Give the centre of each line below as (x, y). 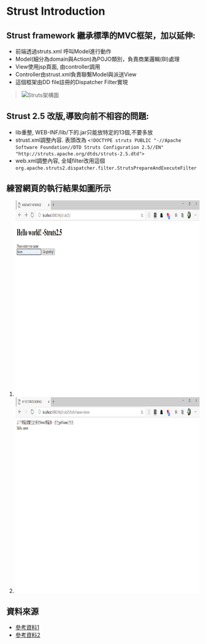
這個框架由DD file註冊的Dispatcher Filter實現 (71, 82)
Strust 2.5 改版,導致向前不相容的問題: (78, 116)
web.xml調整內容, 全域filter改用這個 (60, 160)
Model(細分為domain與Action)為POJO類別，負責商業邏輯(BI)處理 (97, 59)
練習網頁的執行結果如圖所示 (59, 188)
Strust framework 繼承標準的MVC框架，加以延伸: (101, 35)
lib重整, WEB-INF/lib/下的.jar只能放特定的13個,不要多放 (84, 132)
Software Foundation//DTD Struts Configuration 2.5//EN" (90, 147)
